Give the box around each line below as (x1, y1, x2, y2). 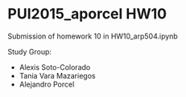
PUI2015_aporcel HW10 (7, 5, 167, 23)
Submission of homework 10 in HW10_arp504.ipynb (7, 31, 178, 41)
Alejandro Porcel (19, 79, 75, 89)
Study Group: (7, 46, 52, 56)
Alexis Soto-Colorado (19, 62, 91, 72)
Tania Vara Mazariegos (19, 71, 96, 80)
